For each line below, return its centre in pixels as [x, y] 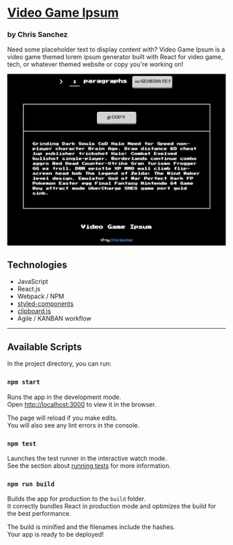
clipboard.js [34, 311]
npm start [24, 382]
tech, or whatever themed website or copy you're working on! [95, 65]
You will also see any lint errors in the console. [74, 425]
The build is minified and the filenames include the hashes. [91, 527]
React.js [29, 289]
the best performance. [39, 514]
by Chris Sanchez [37, 35]
